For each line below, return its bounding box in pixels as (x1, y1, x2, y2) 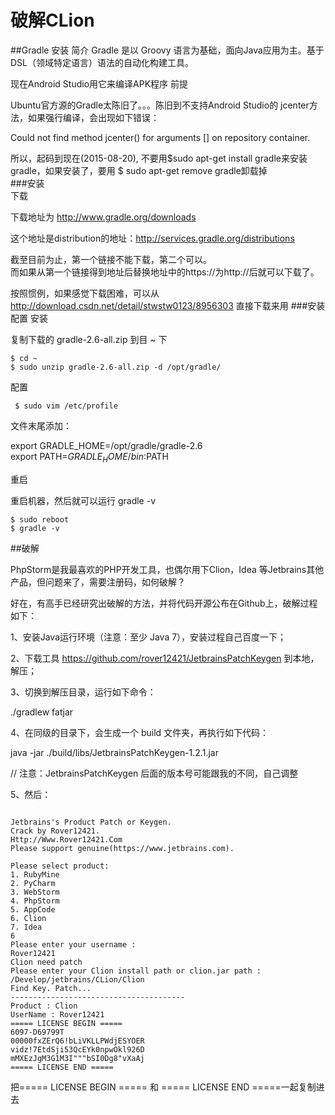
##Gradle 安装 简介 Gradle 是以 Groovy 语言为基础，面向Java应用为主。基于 (10, 44, 325, 56)
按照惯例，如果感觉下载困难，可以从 (10, 287, 160, 299)
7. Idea (10, 922, 43, 932)
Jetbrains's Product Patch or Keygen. (10, 817, 172, 827)
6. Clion (10, 913, 47, 923)
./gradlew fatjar (10, 706, 74, 718)
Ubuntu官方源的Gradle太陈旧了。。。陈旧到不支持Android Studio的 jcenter (10, 99, 310, 111)
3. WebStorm (10, 887, 60, 897)
